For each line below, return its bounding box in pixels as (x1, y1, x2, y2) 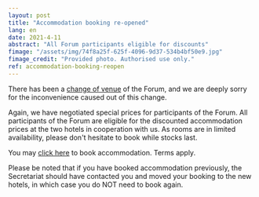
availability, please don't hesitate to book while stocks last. (8, 133, 198, 142)
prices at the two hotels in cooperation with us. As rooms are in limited (8, 124, 236, 133)
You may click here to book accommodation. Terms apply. (8, 148, 196, 157)
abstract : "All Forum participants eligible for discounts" (8, 41, 210, 49)
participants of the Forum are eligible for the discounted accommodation (8, 115, 243, 126)
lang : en (8, 26, 37, 34)
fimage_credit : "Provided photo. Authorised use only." (8, 56, 195, 64)
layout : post (8, 11, 51, 20)
